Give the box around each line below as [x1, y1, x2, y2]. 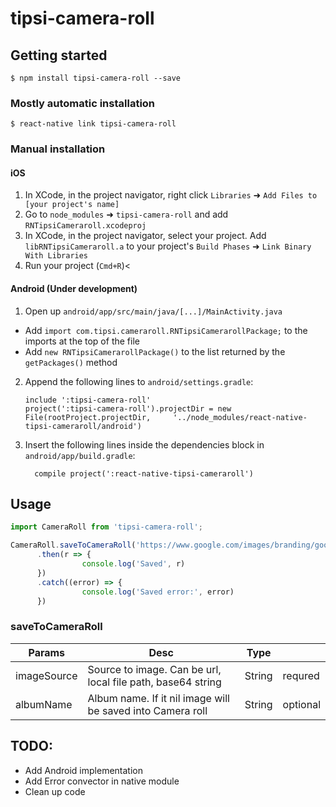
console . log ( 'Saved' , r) [81, 559, 186, 569]
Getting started [10, 47, 108, 64]
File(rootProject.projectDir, [24, 412, 152, 422]
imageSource [15, 668, 78, 682]
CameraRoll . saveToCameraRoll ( [10, 540, 137, 551]
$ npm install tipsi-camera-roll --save [10, 73, 182, 83]
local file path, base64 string [87, 675, 222, 689]
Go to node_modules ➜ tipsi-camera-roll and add [24, 208, 229, 221]
